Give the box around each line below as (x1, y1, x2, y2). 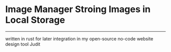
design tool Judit (5, 41, 41, 47)
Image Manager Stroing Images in (5, 4, 151, 15)
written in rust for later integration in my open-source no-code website (5, 35, 154, 41)
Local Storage (5, 14, 65, 26)
